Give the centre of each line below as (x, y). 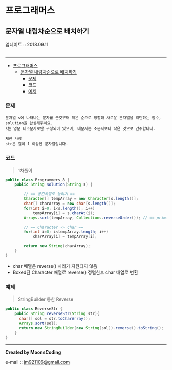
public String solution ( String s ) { (54, 185)
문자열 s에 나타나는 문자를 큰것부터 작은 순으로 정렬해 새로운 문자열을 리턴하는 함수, (83, 118)
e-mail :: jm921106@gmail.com (38, 362)
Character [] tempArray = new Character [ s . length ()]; (81, 199)
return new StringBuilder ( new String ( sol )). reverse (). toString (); (91, 328)
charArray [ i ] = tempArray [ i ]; (65, 237)
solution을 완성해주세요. (29, 123)
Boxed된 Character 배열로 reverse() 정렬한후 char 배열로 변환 (75, 272)
